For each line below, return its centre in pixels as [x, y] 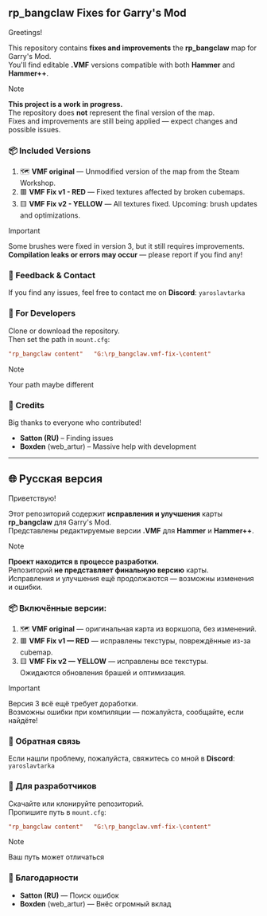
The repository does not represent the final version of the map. [112, 112]
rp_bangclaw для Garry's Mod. [60, 522]
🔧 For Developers [42, 313]
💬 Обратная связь [44, 741]
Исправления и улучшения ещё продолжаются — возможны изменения [131, 578]
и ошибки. [25, 587]
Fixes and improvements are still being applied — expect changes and [123, 121]
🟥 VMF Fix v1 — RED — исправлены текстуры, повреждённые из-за [135, 640]
